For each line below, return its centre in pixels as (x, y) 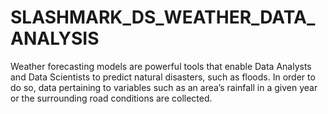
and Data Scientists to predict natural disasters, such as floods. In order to (163, 77)
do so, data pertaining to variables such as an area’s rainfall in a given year (164, 87)
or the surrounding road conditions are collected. (111, 98)
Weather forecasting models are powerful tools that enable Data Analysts (161, 66)
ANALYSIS (55, 38)
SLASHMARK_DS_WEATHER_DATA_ (163, 17)
